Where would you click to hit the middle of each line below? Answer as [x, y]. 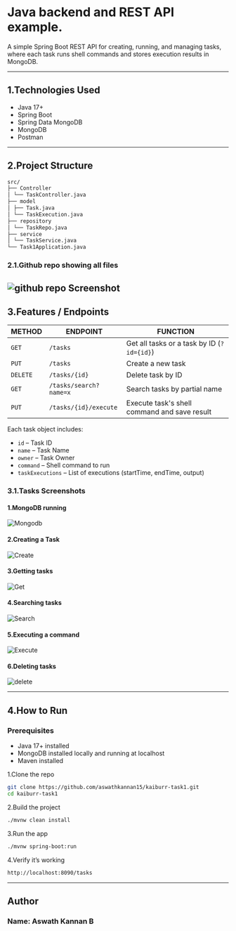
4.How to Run [38, 710]
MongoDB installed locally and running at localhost [91, 753]
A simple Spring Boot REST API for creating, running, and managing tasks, [114, 46]
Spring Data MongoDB [50, 122]
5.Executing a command [43, 634]
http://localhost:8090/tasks [50, 873]
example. [35, 27]
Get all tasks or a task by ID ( [173, 344]
